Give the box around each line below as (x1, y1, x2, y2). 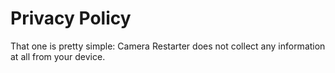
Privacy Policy (10, 7, 132, 30)
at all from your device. (10, 50, 106, 62)
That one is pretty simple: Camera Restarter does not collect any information (10, 40, 326, 52)
